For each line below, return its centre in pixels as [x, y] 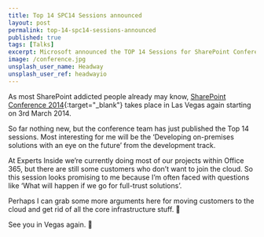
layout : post [29, 23]
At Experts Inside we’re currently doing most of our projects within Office [126, 160]
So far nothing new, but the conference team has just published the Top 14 [129, 128]
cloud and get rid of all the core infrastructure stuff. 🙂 [94, 209]
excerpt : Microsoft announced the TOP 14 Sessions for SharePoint [119, 52]
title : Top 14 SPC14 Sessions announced [75, 15]
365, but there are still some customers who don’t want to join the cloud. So [131, 168]
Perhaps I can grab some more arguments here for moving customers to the [131, 201]
